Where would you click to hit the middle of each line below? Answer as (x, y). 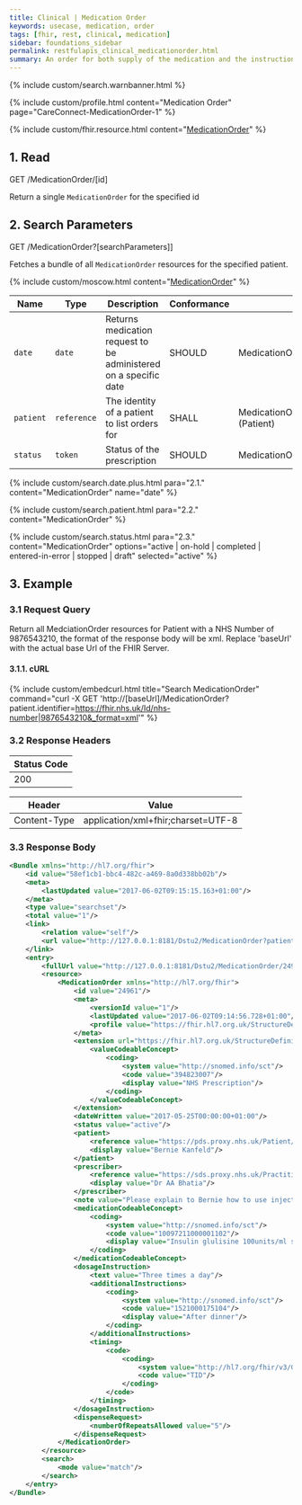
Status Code (41, 763)
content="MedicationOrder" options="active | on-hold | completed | (135, 546)
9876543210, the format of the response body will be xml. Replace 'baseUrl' (151, 638)
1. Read (30, 158)
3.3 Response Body (53, 847)
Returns (122, 318)
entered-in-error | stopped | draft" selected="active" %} (113, 556)
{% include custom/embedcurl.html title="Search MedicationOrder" (134, 689)
